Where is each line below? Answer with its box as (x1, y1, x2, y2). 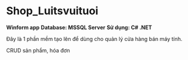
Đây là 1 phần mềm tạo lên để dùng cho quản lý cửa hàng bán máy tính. (6, 35, 183, 42)
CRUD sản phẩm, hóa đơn (6, 46, 70, 54)
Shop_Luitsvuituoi (6, 4, 99, 18)
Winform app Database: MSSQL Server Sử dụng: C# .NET (6, 24, 153, 31)
